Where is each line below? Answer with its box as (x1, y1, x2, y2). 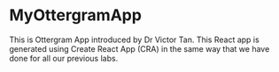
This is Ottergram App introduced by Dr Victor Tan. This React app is (9, 34, 260, 45)
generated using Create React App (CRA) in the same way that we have (9, 43, 270, 54)
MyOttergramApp (9, 5, 142, 25)
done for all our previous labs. (9, 53, 119, 63)
